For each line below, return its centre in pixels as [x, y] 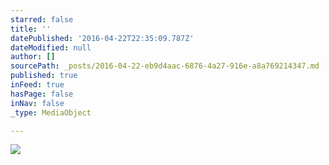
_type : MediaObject [51, 112]
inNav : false [37, 103]
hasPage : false [42, 94]
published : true [44, 76]
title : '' [31, 29]
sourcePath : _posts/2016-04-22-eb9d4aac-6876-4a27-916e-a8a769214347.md [165, 66]
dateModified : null [51, 47]
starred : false [42, 19]
